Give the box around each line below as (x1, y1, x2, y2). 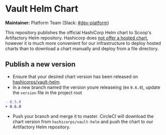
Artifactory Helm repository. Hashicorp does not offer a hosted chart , (5, 35, 148, 41)
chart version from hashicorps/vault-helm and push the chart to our (12, 118, 153, 124)
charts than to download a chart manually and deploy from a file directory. (5, 45, 159, 51)
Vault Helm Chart (5, 3, 78, 15)
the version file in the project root (12, 89, 82, 96)
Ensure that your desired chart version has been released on (12, 74, 138, 80)
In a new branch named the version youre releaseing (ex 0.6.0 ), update (12, 84, 160, 90)
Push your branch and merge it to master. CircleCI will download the (12, 113, 154, 119)
